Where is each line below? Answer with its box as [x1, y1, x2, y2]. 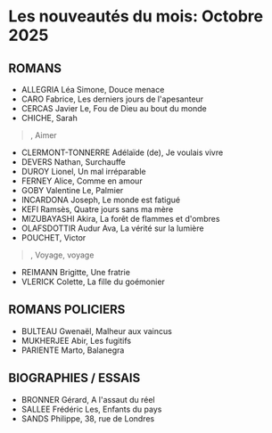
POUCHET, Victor [21, 233, 87, 242]
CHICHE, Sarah [21, 113, 78, 123]
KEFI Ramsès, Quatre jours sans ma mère [21, 204, 174, 215]
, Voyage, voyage [29, 249, 95, 260]
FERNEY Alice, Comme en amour [21, 176, 144, 186]
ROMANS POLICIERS [8, 302, 126, 317]
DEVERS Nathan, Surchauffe [21, 157, 126, 167]
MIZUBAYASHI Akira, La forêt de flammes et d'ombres [21, 214, 220, 224]
